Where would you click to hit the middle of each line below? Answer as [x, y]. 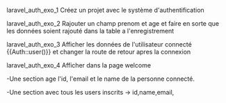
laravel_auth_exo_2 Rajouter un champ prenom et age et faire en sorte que [113, 23]
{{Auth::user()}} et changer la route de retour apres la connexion [99, 52]
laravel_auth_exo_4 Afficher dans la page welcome [79, 65]
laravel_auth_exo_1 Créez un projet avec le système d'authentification [105, 10]
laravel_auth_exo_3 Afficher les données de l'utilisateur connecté [99, 44]
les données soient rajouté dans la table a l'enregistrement [90, 31]
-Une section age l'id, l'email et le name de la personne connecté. [101, 79]
